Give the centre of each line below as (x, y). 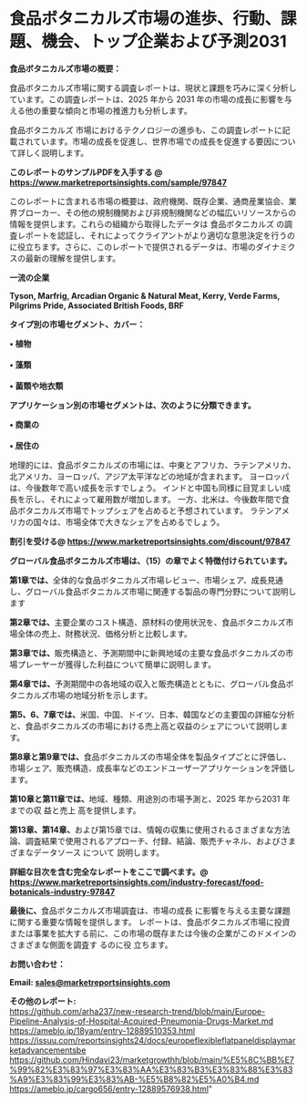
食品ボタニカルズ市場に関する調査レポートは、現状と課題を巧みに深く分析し (153, 88)
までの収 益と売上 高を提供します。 (75, 810)
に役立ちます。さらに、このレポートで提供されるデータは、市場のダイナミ (148, 246)
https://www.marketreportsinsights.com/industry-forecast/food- (137, 881)
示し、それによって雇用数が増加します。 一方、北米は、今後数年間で (153, 499)
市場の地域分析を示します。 (101, 695)
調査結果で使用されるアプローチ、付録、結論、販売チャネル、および (153, 840)
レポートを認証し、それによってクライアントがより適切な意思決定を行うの (156, 235)
